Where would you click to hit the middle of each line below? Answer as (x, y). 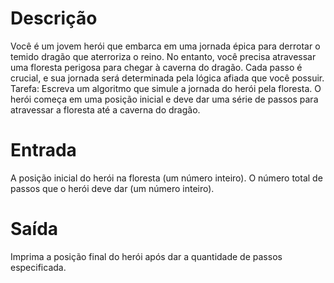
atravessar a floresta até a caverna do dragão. (105, 109)
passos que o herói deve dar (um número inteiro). (112, 188)
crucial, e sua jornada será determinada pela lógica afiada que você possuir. (167, 78)
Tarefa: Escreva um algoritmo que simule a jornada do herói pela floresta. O (166, 88)
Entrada (43, 150)
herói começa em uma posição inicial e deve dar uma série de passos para (164, 99)
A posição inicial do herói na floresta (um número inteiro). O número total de (166, 178)
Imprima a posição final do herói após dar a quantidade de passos (146, 256)
